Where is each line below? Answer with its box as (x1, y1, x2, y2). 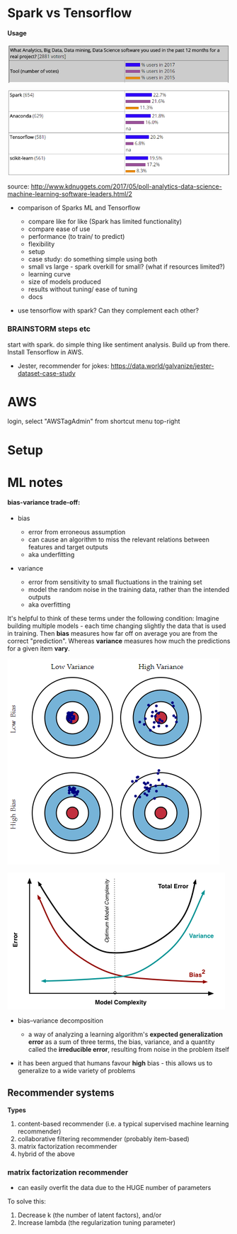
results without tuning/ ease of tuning (28, 285, 138, 293)
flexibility (28, 240, 55, 249)
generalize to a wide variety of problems (17, 1067, 136, 1075)
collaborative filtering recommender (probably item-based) (17, 1134, 190, 1143)
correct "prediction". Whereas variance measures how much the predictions (7, 636, 231, 646)
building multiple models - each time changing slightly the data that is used (7, 622, 226, 630)
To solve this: (7, 1197, 46, 1206)
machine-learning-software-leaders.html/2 (7, 190, 132, 198)
